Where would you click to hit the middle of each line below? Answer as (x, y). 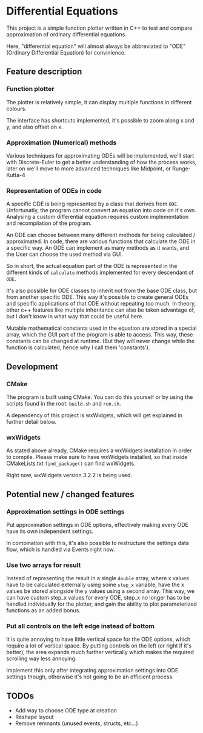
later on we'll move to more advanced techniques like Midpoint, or (89, 169)
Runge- (181, 169)
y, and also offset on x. (35, 127)
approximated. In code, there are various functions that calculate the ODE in (101, 241)
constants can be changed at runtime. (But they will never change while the (101, 341)
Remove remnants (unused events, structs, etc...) (76, 723)
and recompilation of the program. (49, 223)
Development (32, 366)
